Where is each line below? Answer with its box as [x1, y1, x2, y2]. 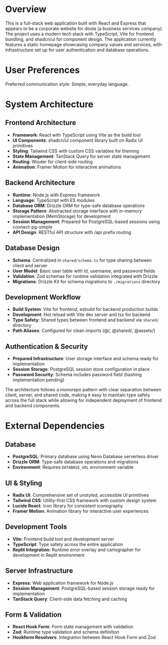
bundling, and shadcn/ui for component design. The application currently [5, 36, 156, 42]
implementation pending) [12, 377, 65, 383]
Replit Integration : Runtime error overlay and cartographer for [12, 547, 141, 553]
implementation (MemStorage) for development [12, 213, 111, 219]
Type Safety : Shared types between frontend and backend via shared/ [12, 317, 159, 323]
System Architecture [5, 99, 94, 110]
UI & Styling [5, 479, 43, 487]
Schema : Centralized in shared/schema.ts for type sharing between [12, 257, 152, 263]
